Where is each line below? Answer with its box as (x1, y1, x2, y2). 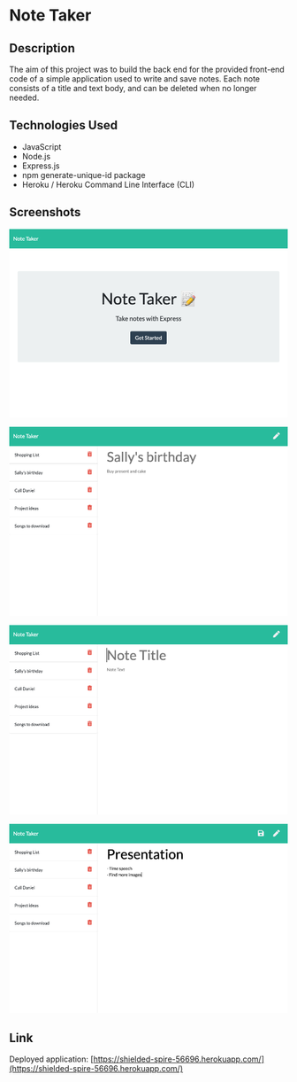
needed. (9, 92, 40, 103)
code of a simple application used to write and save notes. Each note (9, 74, 261, 84)
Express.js (21, 160, 60, 171)
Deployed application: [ (9, 1054, 95, 1064)
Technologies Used (9, 118, 118, 133)
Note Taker (9, 5, 92, 26)
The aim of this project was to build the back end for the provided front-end (9, 64, 285, 74)
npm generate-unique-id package (21, 169, 146, 180)
